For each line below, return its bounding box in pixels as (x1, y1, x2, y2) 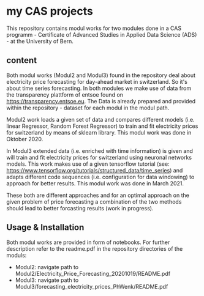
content (6, 55, 37, 65)
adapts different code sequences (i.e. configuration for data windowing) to (6, 173, 195, 180)
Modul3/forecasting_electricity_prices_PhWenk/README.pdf (15, 283, 168, 290)
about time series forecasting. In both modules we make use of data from (6, 84, 192, 92)
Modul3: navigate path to (15, 276, 79, 284)
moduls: (6, 251, 27, 259)
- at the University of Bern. (6, 37, 74, 45)
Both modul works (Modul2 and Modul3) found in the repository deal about (6, 72, 196, 79)
